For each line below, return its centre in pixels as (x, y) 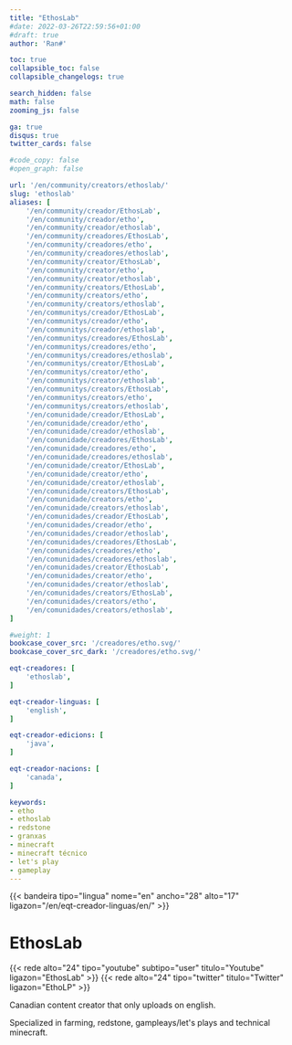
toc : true (28, 60)
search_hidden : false (51, 93)
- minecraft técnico (49, 853)
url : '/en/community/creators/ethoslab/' (89, 185)
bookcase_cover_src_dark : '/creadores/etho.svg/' (106, 652)
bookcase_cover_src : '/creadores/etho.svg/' (95, 644)
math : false (32, 101)
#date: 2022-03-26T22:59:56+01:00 (75, 26)
